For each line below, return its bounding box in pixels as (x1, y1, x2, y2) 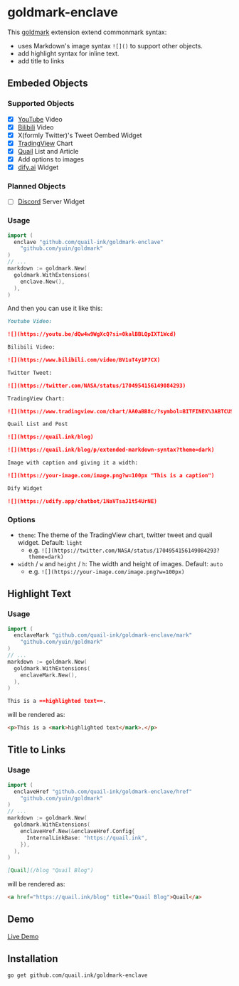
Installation (7, 953, 58, 965)
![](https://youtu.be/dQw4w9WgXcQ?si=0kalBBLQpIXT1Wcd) (7, 331, 176, 338)
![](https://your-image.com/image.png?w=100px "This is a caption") (7, 472, 215, 479)
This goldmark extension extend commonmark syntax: (7, 28, 167, 36)
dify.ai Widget (17, 163, 59, 171)
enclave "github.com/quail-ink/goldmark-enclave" (14, 238, 164, 245)
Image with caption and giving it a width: (7, 460, 139, 467)
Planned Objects (7, 181, 66, 191)
